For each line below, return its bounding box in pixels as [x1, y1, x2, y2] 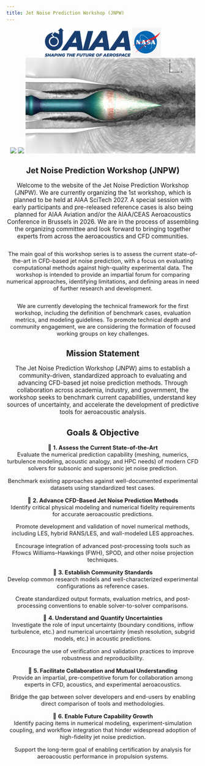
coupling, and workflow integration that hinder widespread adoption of [9, 726, 196, 734]
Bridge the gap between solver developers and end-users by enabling [10, 693, 196, 701]
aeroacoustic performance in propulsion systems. [37, 753, 169, 760]
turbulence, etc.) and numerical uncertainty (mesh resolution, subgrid [10, 628, 195, 636]
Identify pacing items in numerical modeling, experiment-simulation [13, 719, 192, 727]
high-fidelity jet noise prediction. [59, 733, 146, 741]
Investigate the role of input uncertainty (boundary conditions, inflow [12, 621, 194, 629]
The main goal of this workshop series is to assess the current [8, 250, 173, 258]
